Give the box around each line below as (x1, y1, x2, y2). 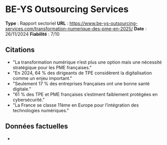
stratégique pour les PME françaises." (12, 64, 92, 70)
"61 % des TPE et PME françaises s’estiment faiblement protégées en (12, 91, 158, 97)
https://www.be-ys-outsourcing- (69, 20, 138, 26)
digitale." (12, 86, 31, 92)
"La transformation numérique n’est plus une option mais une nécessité (12, 59, 162, 65)
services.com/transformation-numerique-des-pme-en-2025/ (5, 25, 133, 31)
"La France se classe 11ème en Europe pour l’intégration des (12, 102, 139, 108)
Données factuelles (5, 122, 69, 131)
